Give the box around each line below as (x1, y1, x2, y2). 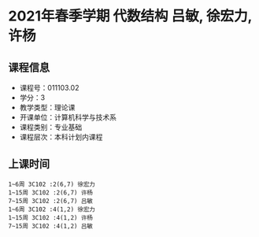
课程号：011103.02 (19, 83, 80, 92)
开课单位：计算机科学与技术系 (19, 113, 117, 122)
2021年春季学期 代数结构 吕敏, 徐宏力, (8, 7, 253, 25)
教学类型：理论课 (19, 103, 76, 112)
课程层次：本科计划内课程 (19, 132, 103, 142)
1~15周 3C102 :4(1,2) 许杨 (8, 213, 93, 221)
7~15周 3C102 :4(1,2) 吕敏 (8, 222, 93, 230)
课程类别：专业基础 (19, 123, 83, 131)
